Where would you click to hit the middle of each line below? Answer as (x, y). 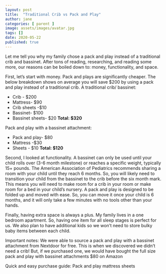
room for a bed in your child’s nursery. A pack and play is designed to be (80, 189)
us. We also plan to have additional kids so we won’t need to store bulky (79, 225)
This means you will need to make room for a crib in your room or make (78, 184)
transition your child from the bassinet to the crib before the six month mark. (83, 179)
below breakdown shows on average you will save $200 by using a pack (80, 82)
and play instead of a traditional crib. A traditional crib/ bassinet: (71, 87)
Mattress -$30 (27, 142)
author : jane (19, 19)
